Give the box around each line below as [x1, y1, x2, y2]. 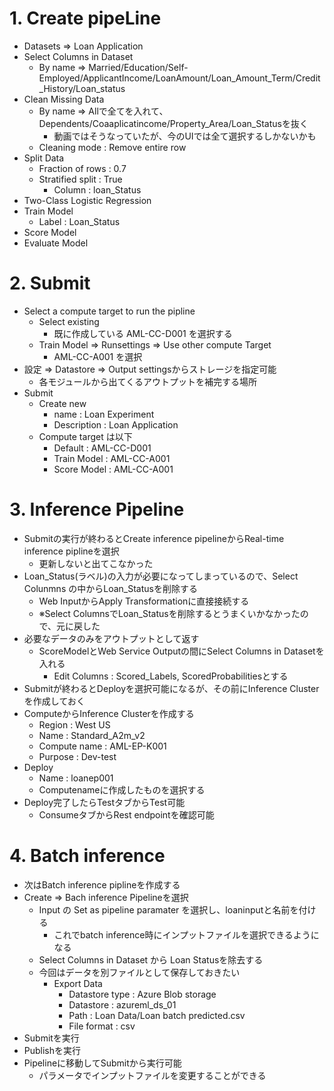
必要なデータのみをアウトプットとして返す [23, 632, 200, 644]
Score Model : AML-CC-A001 [53, 463, 174, 475]
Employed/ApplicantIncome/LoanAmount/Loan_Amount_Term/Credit [38, 72, 321, 84]
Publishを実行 [23, 1044, 82, 1056]
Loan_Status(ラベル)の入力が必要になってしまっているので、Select [23, 570, 299, 582]
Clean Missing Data [23, 93, 105, 105]
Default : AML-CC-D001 [53, 442, 152, 454]
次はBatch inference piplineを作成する [23, 878, 181, 891]
